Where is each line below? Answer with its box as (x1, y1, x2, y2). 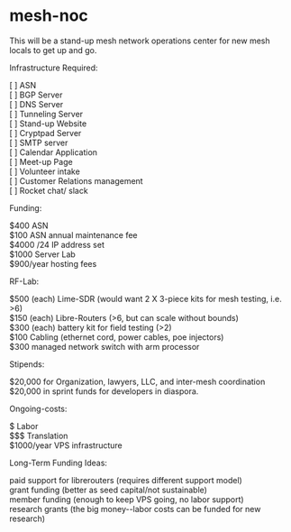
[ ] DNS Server (9, 98, 64, 109)
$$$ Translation (9, 430, 68, 441)
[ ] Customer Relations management (9, 175, 143, 186)
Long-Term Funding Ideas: (9, 457, 108, 468)
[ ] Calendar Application (9, 146, 97, 158)
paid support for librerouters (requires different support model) (9, 474, 243, 485)
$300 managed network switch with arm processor (9, 341, 200, 352)
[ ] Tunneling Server (9, 108, 84, 119)
